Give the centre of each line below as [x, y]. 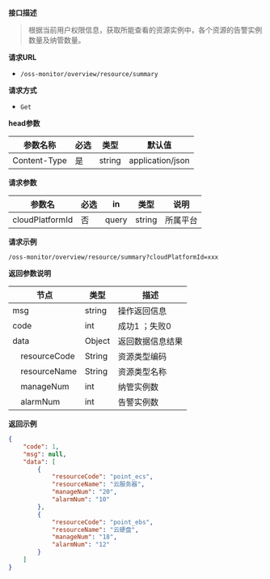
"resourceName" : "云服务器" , [98, 485]
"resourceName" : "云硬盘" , [95, 530]
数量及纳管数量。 [57, 40]
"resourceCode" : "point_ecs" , [102, 477]
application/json [159, 160]
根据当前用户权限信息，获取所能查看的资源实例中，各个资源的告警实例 [145, 30]
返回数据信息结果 [150, 341]
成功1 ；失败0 [144, 326]
